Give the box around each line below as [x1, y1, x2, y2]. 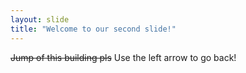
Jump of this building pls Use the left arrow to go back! [10, 51, 237, 63]
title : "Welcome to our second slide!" [10, 24, 177, 34]
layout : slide [10, 14, 70, 25]
